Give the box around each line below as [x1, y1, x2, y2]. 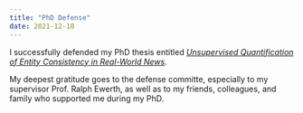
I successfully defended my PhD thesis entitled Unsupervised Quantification [9, 46, 294, 57]
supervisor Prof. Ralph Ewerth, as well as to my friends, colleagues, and [9, 83, 277, 94]
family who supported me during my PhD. [9, 92, 165, 104]
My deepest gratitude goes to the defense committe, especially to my [9, 73, 269, 84]
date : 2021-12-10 [9, 22, 75, 31]
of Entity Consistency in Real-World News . [9, 56, 167, 67]
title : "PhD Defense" [9, 13, 91, 23]
